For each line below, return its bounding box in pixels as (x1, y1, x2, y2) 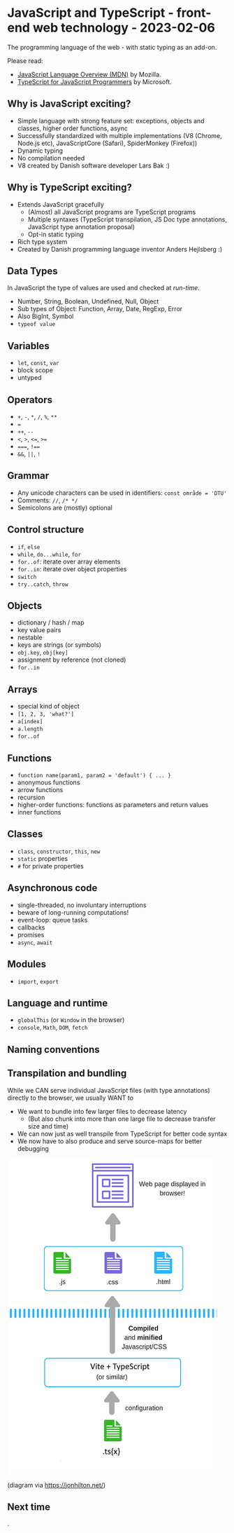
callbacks (17, 923, 45, 932)
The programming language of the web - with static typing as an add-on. (7, 43, 217, 51)
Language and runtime (7, 997, 108, 1009)
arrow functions (17, 786, 64, 794)
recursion (17, 793, 45, 802)
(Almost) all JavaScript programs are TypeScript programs (27, 207, 196, 216)
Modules (7, 958, 47, 970)
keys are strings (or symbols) (17, 641, 102, 649)
